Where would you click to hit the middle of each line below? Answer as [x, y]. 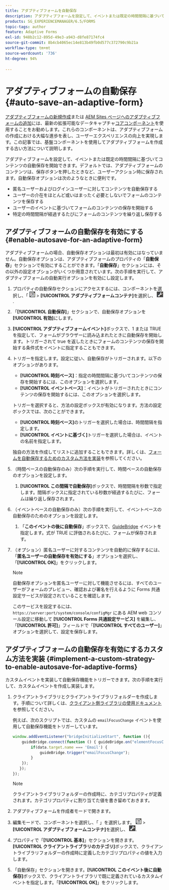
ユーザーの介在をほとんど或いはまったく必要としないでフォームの [80, 195]
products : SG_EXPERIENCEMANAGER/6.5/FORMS [50, 21]
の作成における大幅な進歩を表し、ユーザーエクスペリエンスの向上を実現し [82, 136]
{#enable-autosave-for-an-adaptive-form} [74, 240]
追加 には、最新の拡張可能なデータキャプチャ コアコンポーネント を [91, 123]
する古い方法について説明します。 [40, 149]
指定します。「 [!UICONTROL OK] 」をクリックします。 [85, 882]
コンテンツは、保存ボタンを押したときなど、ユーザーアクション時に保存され [84, 172]
